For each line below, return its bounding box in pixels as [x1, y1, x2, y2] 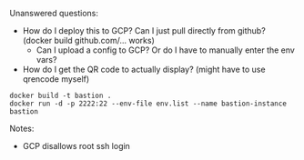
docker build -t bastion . [9, 91, 112, 100]
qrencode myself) [22, 74, 90, 85]
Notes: [9, 123, 35, 134]
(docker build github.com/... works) [22, 35, 155, 45]
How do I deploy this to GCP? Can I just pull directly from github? [22, 25, 266, 35]
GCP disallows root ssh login [22, 141, 130, 151]
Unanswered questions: [9, 8, 98, 18]
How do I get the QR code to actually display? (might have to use [22, 64, 266, 75]
